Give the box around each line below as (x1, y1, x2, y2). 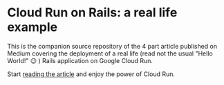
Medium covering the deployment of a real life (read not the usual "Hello (7, 49, 213, 58)
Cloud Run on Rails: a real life (7, 5, 178, 21)
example (7, 19, 58, 35)
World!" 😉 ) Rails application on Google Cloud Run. (7, 56, 153, 64)
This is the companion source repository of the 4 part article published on (7, 42, 218, 50)
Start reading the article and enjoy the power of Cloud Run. (7, 70, 175, 78)
